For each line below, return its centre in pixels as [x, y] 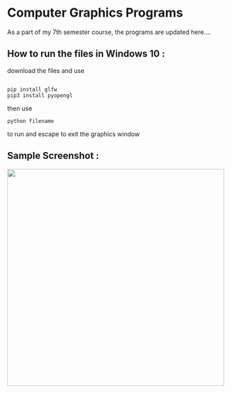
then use [20, 108]
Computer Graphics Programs [95, 13]
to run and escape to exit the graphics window [74, 134]
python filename [31, 121]
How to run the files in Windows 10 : [86, 54]
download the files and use [46, 70]
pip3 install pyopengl [40, 95]
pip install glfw [32, 89]
